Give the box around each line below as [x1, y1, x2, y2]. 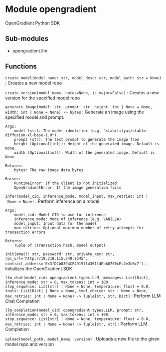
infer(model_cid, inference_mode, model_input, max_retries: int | [5, 194, 149, 199]
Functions [5, 62, 37, 71]
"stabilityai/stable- [103, 128, 149, 133]
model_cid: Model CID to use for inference [14, 212, 106, 217]
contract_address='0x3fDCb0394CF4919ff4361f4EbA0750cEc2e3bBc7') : [5, 260, 146, 266]
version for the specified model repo [5, 95, 80, 101]
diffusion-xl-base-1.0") [5, 132, 57, 138]
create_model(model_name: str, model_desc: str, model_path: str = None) [5, 75, 162, 80]
